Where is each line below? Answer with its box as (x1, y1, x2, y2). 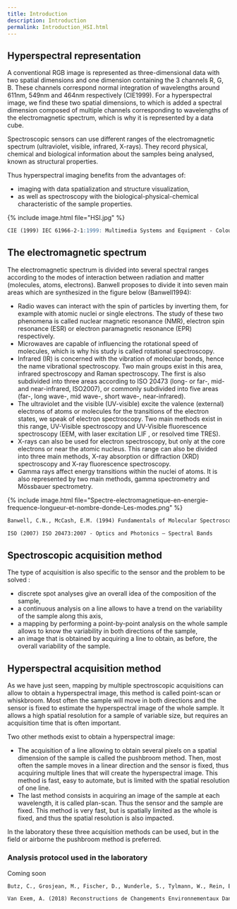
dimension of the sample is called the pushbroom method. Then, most (17, 754, 221, 763)
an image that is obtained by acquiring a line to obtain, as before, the (17, 635, 217, 643)
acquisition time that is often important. (7, 719, 121, 727)
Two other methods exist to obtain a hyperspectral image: (7, 733, 175, 741)
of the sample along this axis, (17, 612, 104, 620)
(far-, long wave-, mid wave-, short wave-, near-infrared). (17, 392, 186, 400)
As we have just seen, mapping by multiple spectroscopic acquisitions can (7, 681, 224, 690)
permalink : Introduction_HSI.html (7, 23, 109, 30)
